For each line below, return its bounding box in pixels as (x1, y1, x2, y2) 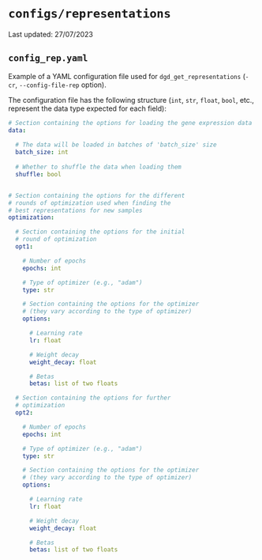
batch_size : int (15, 149, 69, 157)
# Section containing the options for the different (8, 191, 185, 199)
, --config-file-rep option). (15, 80, 107, 89)
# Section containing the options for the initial (15, 228, 185, 236)
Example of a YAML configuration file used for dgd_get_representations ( (8, 71, 246, 81)
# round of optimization (15, 236, 97, 244)
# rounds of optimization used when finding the (8, 199, 171, 207)
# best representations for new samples (8, 206, 144, 214)
